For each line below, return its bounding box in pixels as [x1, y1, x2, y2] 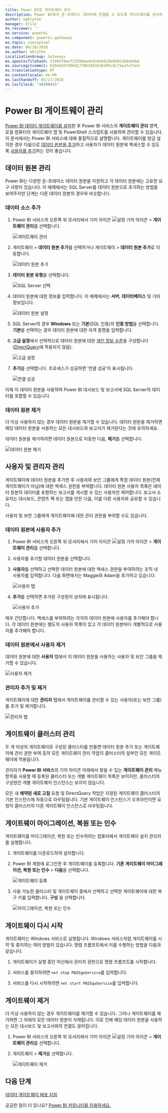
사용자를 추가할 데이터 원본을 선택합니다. [12, 555, 91, 562]
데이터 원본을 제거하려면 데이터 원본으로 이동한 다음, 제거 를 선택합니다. [5, 436, 142, 442]
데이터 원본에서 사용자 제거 [5, 641, 66, 648]
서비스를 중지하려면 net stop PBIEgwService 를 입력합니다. [12, 970, 127, 976]
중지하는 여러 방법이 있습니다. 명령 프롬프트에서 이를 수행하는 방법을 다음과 [15, 942, 161, 948]
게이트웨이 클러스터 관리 [5, 730, 75, 738]
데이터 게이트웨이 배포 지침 [5, 1091, 57, 1097]
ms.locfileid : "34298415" [5, 82, 59, 87]
